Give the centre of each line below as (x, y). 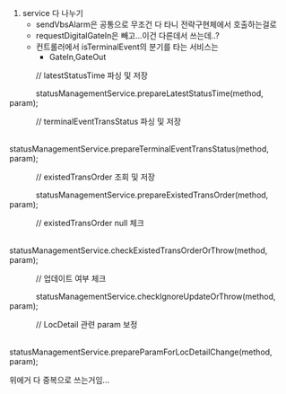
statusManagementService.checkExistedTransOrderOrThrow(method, (139, 250)
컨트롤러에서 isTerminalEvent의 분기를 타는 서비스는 (127, 47)
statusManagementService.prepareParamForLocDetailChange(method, (141, 352)
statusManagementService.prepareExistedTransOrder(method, (152, 195)
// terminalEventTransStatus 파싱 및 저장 (108, 121)
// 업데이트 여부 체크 (71, 278)
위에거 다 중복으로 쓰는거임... (60, 380)
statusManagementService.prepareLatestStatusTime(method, (149, 93)
